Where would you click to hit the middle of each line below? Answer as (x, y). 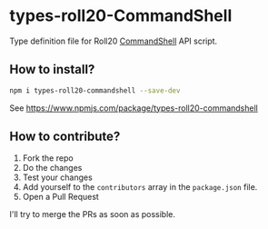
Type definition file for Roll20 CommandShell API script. (114, 41)
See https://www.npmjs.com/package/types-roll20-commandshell (134, 108)
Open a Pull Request (61, 197)
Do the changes (52, 168)
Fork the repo (48, 158)
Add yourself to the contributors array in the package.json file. (140, 187)
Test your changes (57, 177)
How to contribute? (65, 137)
